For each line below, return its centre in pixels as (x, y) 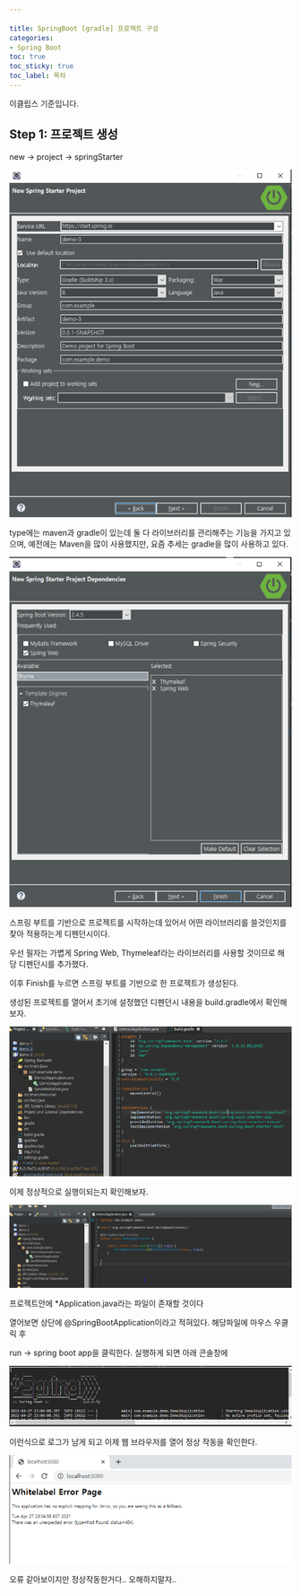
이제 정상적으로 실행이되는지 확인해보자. (79, 1191)
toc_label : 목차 (38, 76)
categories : (31, 38)
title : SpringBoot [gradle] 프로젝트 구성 (84, 28)
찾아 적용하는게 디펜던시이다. (60, 934)
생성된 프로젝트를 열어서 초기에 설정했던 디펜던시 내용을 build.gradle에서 (137, 1002)
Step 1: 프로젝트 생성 (64, 135)
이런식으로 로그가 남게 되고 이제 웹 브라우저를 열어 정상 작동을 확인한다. (133, 1442)
